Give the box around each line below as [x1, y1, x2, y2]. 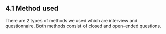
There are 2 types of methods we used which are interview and [5, 17, 138, 23]
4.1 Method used [5, 4, 59, 13]
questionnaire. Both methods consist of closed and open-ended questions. [5, 23, 161, 29]
